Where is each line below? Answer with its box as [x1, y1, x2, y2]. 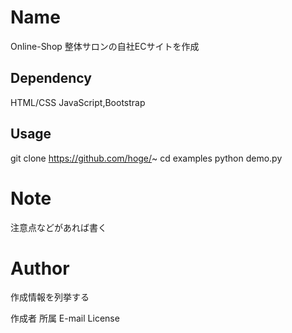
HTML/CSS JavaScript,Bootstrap [10, 96, 146, 108]
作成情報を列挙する [10, 291, 90, 303]
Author [10, 257, 70, 280]
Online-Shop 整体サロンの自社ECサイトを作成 [10, 40, 200, 52]
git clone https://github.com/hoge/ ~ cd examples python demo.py [10, 152, 283, 164]
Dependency [10, 70, 92, 87]
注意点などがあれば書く [10, 221, 107, 233]
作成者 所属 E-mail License [10, 312, 120, 325]
